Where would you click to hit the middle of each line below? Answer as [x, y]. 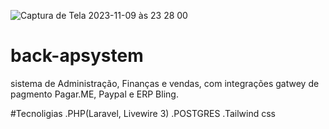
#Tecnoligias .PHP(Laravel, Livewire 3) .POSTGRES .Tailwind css [143, 113]
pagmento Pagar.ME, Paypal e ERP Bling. [94, 94]
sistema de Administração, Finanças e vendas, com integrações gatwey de [165, 83]
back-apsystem [77, 56]
